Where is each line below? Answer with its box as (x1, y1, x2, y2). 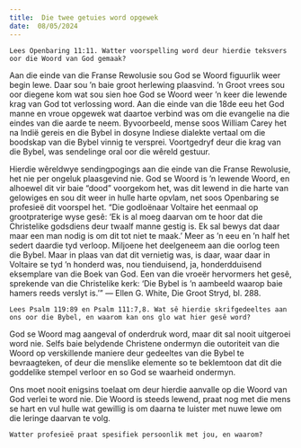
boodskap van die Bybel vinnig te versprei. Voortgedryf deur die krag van (9, 136, 281, 147)
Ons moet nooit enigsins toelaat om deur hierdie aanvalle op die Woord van (9, 383, 288, 395)
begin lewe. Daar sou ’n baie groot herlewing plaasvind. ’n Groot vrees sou (9, 79, 286, 90)
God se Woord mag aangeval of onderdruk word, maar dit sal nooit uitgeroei (9, 329, 291, 339)
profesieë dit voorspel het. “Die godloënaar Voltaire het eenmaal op (9, 201, 259, 212)
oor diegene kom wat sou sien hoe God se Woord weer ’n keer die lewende (9, 89, 288, 100)
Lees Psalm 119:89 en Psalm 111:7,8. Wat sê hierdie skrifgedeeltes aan (9, 304, 288, 314)
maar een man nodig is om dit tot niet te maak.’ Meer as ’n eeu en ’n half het (9, 230, 290, 241)
